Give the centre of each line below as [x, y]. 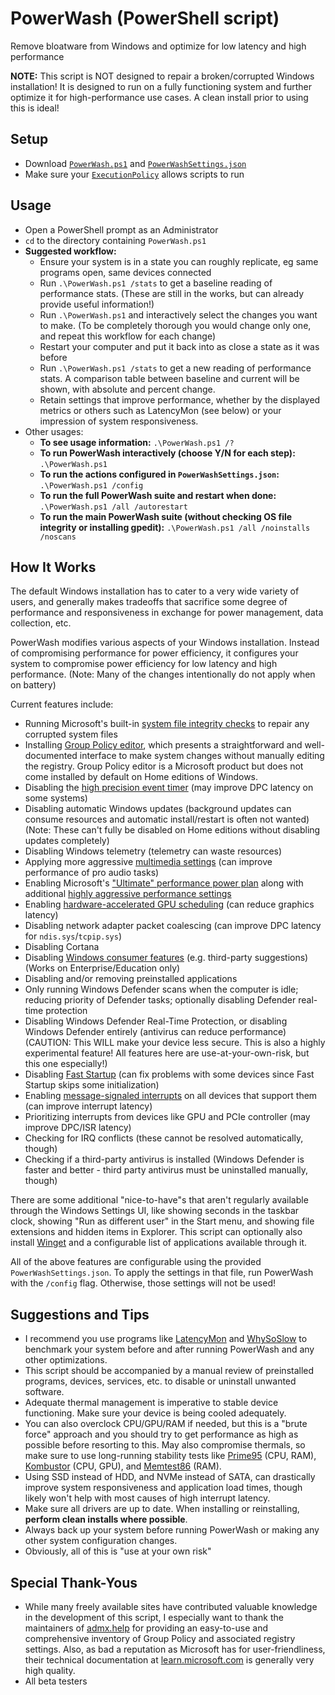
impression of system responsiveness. [119, 421]
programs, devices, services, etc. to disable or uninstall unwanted [160, 1381]
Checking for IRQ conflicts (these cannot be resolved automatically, [164, 1138]
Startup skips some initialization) [92, 1085]
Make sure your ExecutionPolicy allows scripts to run [134, 174]
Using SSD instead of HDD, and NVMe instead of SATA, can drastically [170, 1477]
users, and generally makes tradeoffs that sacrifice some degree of [149, 602]
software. [44, 1392]
